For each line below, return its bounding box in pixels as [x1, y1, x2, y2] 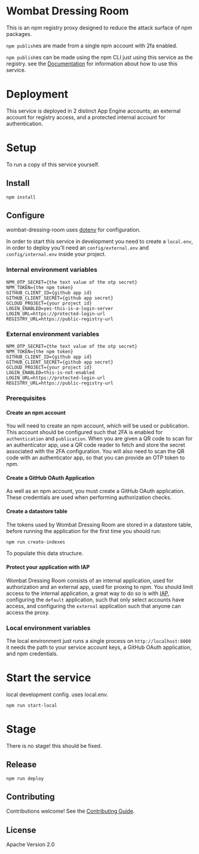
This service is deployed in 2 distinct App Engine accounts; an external [6, 107, 181, 115]
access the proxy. [6, 609, 50, 616]
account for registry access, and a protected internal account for [6, 113, 166, 121]
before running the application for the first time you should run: [6, 527, 161, 534]
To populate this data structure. [6, 550, 84, 557]
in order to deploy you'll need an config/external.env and [6, 244, 149, 251]
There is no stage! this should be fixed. [6, 742, 102, 749]
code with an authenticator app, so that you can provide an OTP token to [6, 454, 185, 461]
